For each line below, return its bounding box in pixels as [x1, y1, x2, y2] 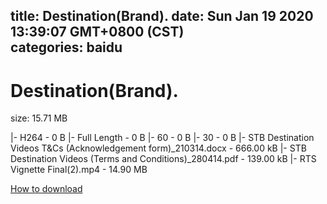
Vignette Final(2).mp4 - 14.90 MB [10, 164, 148, 176]
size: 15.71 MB [10, 112, 68, 124]
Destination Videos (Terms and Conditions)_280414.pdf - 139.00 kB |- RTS [10, 153, 317, 165]
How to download [10, 183, 83, 195]
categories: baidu [10, 39, 123, 56]
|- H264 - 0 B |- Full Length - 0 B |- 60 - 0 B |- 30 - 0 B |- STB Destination [10, 132, 315, 144]
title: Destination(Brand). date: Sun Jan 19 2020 [10, 8, 314, 25]
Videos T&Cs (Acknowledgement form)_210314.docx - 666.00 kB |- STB [10, 142, 307, 154]
